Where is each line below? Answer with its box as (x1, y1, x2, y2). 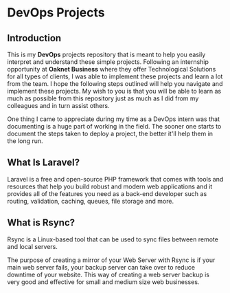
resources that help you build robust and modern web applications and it (7, 182, 213, 191)
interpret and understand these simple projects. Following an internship (7, 58, 209, 66)
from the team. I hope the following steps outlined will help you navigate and (7, 80, 223, 87)
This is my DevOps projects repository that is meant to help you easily (7, 50, 206, 58)
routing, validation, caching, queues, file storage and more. (7, 197, 174, 205)
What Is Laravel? (7, 157, 80, 169)
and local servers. (7, 242, 58, 250)
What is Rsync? (7, 217, 76, 228)
